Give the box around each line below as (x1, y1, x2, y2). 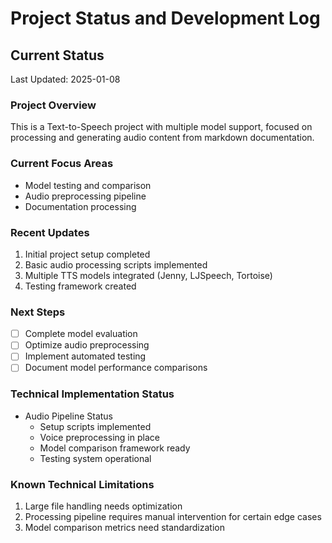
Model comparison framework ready (39, 442, 191, 454)
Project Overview (10, 98, 97, 112)
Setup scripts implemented (39, 420, 152, 432)
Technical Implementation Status (10, 387, 175, 401)
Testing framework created (24, 280, 137, 292)
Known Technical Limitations (10, 477, 155, 491)
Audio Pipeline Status (24, 410, 113, 422)
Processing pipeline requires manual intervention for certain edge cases (24, 511, 322, 523)
